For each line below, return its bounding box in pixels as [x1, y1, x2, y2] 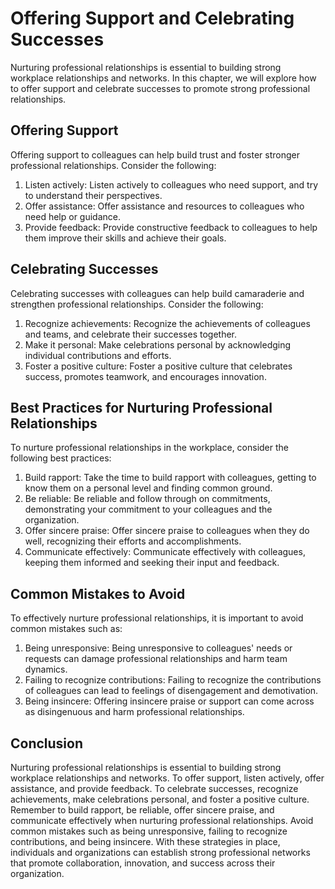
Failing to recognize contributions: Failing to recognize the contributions [24, 674, 322, 686]
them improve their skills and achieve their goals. [24, 232, 227, 244]
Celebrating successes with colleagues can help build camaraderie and [10, 287, 305, 299]
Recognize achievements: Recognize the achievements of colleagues [24, 317, 311, 329]
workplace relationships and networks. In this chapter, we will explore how [10, 72, 317, 84]
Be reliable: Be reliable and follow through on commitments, [24, 493, 271, 505]
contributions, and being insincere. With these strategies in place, [10, 836, 281, 847]
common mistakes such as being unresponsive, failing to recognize [10, 825, 288, 837]
